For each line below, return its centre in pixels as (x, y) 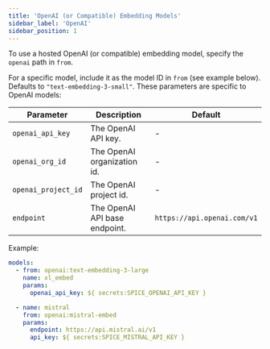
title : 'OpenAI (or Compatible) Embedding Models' (95, 16)
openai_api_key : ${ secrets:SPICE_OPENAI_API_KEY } (118, 293)
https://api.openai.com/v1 (206, 218)
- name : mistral (43, 307)
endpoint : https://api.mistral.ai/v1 (93, 330)
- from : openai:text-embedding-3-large (82, 271)
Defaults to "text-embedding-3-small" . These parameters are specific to (127, 86)
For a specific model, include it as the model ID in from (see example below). (135, 78)
